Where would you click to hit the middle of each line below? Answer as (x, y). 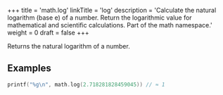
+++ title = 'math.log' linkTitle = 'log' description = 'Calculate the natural (112, 10)
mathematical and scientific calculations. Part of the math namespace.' (110, 25)
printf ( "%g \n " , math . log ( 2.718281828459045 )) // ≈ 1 (86, 84)
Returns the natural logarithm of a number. (69, 46)
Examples (29, 69)
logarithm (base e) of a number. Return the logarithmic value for (100, 18)
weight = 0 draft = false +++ (48, 32)
